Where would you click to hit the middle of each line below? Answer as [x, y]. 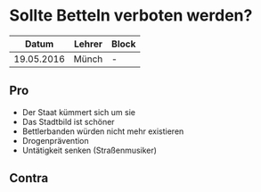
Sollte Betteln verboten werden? [131, 16]
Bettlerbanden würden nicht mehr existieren [103, 131]
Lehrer [88, 44]
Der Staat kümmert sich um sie [79, 112]
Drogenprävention [55, 140]
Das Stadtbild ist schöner [68, 121]
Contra [29, 178]
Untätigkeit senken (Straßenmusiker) [90, 150]
